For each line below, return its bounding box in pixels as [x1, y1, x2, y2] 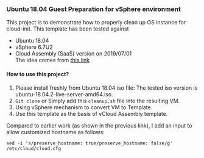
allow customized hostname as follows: [6, 128, 105, 135]
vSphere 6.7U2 [15, 43, 53, 51]
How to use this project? [6, 70, 69, 77]
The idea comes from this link [15, 57, 90, 64]
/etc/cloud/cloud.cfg [6, 145, 62, 151]
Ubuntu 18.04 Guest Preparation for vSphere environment [6, 5, 181, 13]
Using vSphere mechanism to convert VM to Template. [15, 103, 153, 111]
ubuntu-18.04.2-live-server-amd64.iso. [15, 90, 114, 98]
